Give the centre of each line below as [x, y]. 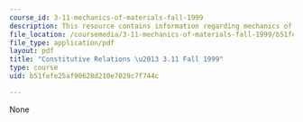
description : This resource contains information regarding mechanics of [151, 26]
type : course [34, 68]
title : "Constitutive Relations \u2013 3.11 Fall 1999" [116, 59]
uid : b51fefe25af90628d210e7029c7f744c [84, 76]
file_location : [38, 34]
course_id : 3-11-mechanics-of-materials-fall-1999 [106, 17]
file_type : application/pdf [62, 43]
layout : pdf [32, 51]
